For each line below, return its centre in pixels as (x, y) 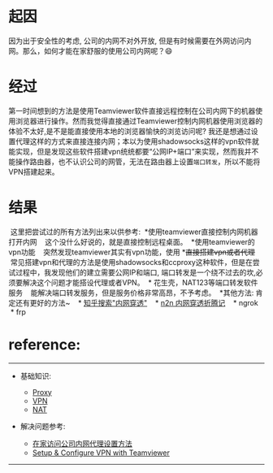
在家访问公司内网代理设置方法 (82, 443)
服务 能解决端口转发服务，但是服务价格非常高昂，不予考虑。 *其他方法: (131, 293)
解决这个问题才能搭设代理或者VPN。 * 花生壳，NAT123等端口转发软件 (140, 282)
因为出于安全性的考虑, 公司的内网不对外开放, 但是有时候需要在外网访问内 (130, 41)
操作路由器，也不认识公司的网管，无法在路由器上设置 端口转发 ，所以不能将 (138, 161)
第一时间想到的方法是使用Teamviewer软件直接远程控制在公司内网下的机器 (132, 111)
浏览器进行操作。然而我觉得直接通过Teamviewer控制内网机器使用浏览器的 (139, 121)
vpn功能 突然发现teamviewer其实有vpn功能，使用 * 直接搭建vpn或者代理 (132, 252)
